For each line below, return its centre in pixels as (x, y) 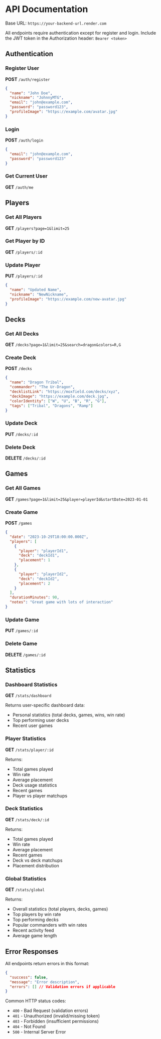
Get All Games (23, 488)
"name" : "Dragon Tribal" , (37, 382)
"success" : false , (29, 977)
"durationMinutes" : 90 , (34, 598)
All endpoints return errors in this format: (47, 963)
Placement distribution (36, 865)
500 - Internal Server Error (39, 1032)
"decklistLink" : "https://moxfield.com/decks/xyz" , (65, 392)
